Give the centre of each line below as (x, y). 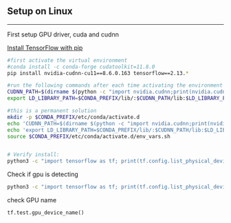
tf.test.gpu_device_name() (46, 213)
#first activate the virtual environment (67, 60)
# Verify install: (33, 155)
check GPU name (32, 200)
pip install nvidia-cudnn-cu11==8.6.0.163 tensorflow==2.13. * (98, 73)
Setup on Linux (40, 11)
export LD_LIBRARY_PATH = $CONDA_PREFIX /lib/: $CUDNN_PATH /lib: (97, 98)
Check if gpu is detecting (43, 174)
